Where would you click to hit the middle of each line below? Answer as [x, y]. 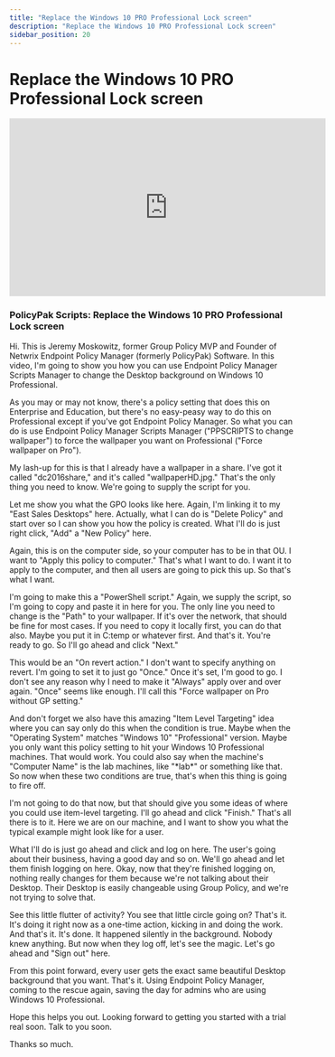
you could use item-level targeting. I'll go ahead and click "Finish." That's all [150, 812]
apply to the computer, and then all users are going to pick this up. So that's [150, 569]
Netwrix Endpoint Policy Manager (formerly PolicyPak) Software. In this [142, 355]
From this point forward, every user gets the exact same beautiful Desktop [148, 970]
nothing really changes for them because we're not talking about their [139, 878]
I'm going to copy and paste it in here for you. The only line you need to [142, 606]
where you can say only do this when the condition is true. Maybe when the [150, 727]
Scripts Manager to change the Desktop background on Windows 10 [136, 375]
